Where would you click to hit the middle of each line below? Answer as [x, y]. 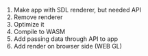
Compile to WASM [39, 31]
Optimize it [29, 24]
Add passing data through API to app [66, 39]
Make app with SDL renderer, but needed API [77, 10]
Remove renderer [38, 17]
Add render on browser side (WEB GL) [67, 46]
